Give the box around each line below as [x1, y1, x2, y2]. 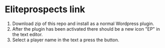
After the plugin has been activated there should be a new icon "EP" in [12, 26, 160, 32]
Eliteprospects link [5, 4, 86, 15]
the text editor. [12, 31, 43, 37]
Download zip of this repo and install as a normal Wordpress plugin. [12, 20, 154, 27]
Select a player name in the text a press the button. [12, 37, 119, 43]
